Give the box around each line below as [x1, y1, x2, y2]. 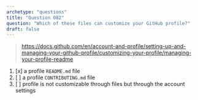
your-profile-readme [21, 55, 74, 63]
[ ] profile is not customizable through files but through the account [15, 80, 185, 88]
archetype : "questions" [6, 9, 67, 15]
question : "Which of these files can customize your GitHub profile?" [6, 20, 191, 26]
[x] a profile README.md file [15, 68, 80, 75]
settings [15, 87, 36, 95]
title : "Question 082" [6, 15, 64, 21]
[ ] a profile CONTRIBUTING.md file [15, 74, 96, 81]
